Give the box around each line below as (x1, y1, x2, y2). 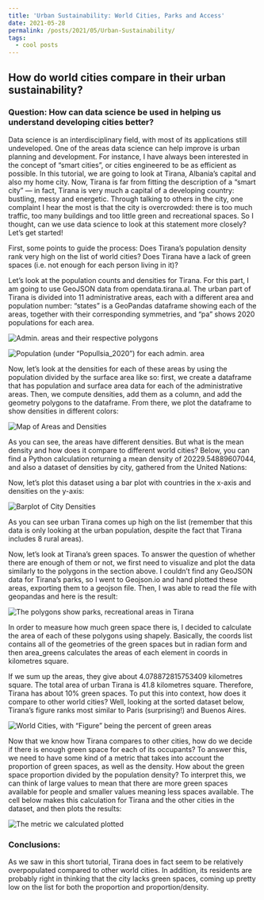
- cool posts (15, 41, 59, 49)
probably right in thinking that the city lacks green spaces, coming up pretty (8, 874, 256, 883)
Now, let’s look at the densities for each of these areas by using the (8, 363, 228, 374)
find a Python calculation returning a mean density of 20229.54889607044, (8, 454, 256, 464)
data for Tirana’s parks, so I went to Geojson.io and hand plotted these (8, 574, 238, 584)
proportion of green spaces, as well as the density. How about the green (8, 761, 245, 771)
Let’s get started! (8, 227, 63, 237)
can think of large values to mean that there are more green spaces (8, 778, 228, 788)
